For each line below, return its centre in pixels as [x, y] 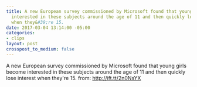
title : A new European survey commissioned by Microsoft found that [91, 11]
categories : [21, 33]
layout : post [22, 44]
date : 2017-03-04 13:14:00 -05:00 [48, 28]
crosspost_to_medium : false [40, 49]
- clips [16, 38]
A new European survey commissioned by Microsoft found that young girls [96, 66]
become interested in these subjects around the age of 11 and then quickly [96, 72]
